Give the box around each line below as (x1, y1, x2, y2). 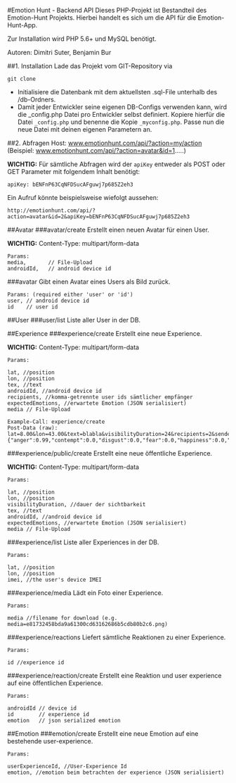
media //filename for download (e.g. (7, 615, 118, 622)
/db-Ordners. (17, 95, 56, 104)
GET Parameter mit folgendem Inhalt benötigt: (7, 168, 140, 175)
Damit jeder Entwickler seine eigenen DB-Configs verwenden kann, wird (17, 103, 227, 111)
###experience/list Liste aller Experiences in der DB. (7, 538, 159, 546)
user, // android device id (7, 297, 90, 304)
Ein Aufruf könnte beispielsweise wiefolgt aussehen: (7, 194, 159, 201)
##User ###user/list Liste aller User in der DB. (7, 316, 141, 324)
